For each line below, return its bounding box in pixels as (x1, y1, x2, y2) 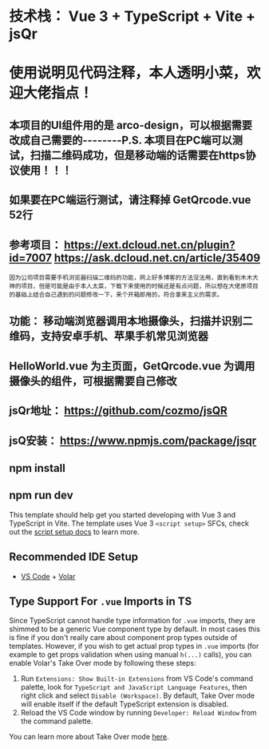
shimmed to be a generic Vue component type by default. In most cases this (9, 624, 260, 634)
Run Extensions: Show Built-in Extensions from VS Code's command (20, 674, 254, 683)
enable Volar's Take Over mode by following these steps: (9, 658, 196, 668)
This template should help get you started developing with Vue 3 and (9, 509, 236, 519)
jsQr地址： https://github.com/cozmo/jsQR (9, 404, 228, 417)
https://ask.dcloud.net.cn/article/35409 (53, 251, 261, 264)
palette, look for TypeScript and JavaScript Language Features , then (20, 683, 247, 692)
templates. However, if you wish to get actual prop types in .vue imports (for (9, 642, 259, 651)
